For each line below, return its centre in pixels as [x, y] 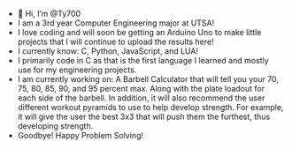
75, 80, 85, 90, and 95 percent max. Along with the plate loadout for [141, 89]
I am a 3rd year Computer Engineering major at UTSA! [116, 23]
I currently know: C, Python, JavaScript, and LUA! [108, 51]
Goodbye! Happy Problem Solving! [81, 135]
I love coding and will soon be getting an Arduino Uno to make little [139, 32]
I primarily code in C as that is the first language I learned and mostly [143, 60]
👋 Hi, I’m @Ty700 [49, 14]
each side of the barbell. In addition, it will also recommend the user [141, 98]
